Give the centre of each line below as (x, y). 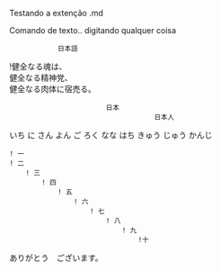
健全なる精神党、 (41, 77)
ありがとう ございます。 (56, 257)
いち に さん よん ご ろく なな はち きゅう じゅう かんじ (111, 135)
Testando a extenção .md (56, 13)
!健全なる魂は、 (38, 66)
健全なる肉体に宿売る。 (53, 89)
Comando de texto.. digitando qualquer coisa (93, 30)
